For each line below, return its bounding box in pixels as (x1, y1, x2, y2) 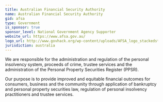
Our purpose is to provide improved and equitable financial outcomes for (5, 76, 150, 82)
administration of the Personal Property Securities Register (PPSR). (5, 66, 139, 73)
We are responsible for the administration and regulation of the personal (5, 56, 149, 62)
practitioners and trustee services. (5, 91, 74, 97)
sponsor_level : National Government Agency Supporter (5, 29, 116, 34)
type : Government (5, 20, 40, 26)
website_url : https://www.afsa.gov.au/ (5, 34, 86, 39)
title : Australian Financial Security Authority (5, 7, 105, 12)
